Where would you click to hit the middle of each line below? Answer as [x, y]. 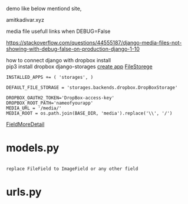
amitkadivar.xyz [25, 20]
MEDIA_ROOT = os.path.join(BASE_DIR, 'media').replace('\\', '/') [89, 113]
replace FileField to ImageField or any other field [72, 169]
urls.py [24, 192]
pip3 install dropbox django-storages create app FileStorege [79, 66]
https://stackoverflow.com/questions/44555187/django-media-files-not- [94, 43]
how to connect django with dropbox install [59, 60]
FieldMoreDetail [25, 124]
